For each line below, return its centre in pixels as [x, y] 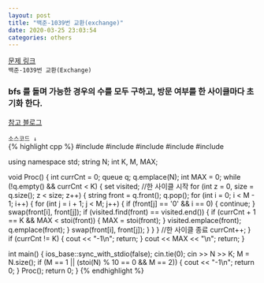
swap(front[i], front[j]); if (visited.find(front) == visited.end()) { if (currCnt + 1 [132, 212]
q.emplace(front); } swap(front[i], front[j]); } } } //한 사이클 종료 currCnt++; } [130, 229]
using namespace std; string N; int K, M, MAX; [83, 162]
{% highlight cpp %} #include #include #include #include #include [116, 146]
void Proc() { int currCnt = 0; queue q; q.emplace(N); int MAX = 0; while [125, 177]
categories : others [40, 37]
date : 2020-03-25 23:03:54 [52, 30]
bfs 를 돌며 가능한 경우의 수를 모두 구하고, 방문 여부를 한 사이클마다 [126, 91]
